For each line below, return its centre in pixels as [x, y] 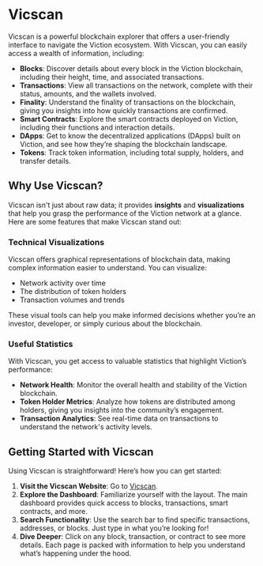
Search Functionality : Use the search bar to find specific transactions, [135, 520]
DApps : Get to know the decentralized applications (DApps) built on [130, 135]
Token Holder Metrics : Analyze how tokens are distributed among [127, 402]
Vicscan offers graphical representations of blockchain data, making [119, 259]
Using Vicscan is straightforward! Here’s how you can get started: [115, 471]
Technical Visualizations [56, 242]
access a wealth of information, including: [76, 53]
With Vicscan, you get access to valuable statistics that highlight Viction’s [128, 361]
